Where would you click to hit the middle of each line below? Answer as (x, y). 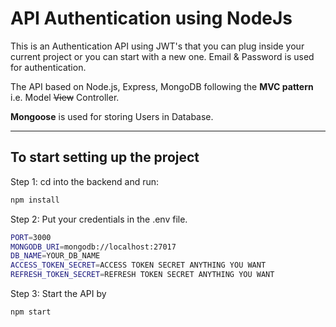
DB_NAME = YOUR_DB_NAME (55, 256)
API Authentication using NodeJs (151, 18)
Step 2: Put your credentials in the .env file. (99, 219)
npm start (31, 312)
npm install (35, 200)
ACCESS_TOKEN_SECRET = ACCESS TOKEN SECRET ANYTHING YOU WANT (138, 265)
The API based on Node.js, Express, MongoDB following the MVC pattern (162, 86)
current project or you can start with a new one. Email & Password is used (162, 56)
